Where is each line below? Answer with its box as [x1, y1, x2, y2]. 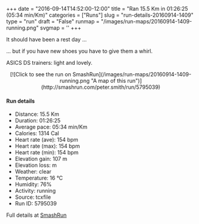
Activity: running [14, 187, 56, 195]
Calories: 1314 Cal [14, 130, 59, 137]
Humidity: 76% [14, 181, 52, 188]
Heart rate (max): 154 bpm [14, 142, 80, 150]
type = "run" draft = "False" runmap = [6, 18, 100, 25]
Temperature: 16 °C [14, 174, 63, 182]
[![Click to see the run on [10, 71, 71, 77]
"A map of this [91, 77, 126, 84]
